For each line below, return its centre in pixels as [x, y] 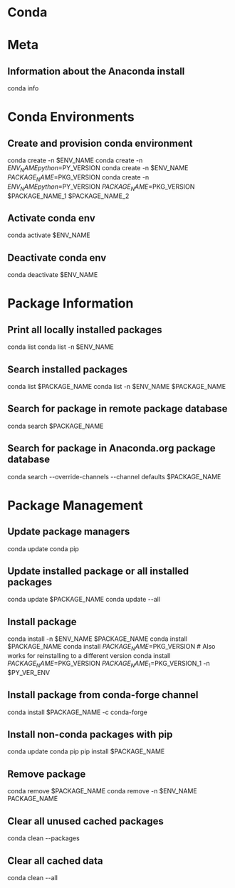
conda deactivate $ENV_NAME [53, 275]
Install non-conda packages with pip [90, 735]
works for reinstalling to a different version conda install [89, 656]
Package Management [75, 505]
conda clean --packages [43, 838]
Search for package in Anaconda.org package [111, 448]
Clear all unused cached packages [85, 821]
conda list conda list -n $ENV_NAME [61, 347]
